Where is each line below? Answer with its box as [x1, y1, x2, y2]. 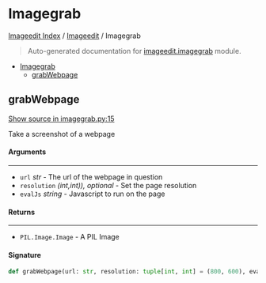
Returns [8, 207, 36, 217]
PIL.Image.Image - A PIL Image [19, 232, 120, 242]
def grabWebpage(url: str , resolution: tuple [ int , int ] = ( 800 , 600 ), [8, 268, 246, 276]
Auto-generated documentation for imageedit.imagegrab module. [27, 46, 241, 55]
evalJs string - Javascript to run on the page [19, 189, 165, 198]
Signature [8, 250, 42, 259]
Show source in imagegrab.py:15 [8, 114, 115, 123]
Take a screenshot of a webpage [8, 129, 116, 138]
